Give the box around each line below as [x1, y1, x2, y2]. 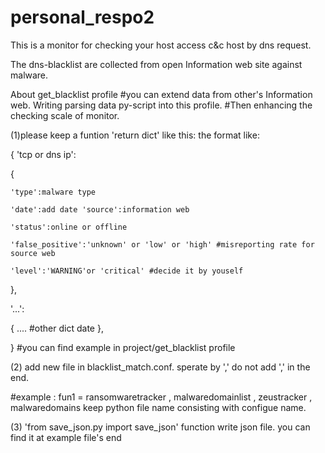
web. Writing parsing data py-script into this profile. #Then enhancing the [10, 99, 313, 111]
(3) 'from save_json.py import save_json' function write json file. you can [10, 421, 311, 433]
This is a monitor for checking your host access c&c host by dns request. [10, 39, 312, 51]
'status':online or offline [10, 222, 128, 232]
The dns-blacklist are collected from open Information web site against [10, 58, 303, 70]
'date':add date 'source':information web [10, 204, 190, 215]
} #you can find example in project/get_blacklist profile [10, 341, 236, 353]
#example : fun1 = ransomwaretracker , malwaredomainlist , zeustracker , [10, 391, 313, 403]
